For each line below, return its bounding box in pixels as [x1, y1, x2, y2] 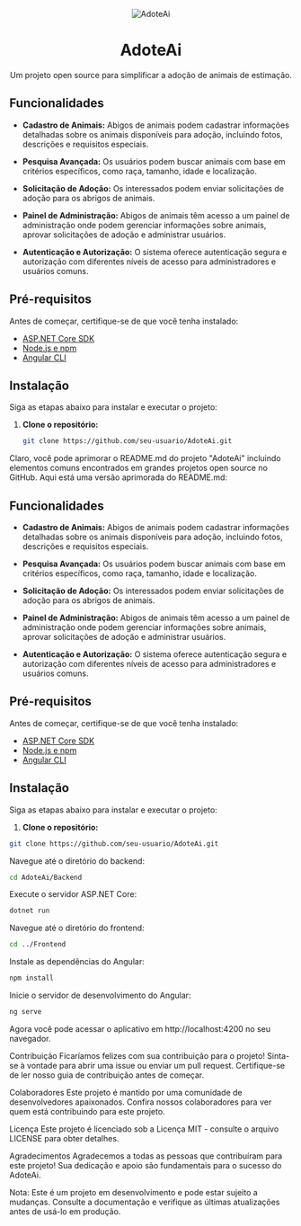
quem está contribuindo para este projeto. [9, 1106, 165, 1116]
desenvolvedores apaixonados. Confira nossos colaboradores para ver [9, 1097, 272, 1107]
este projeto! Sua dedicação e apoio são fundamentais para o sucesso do [9, 1159, 282, 1170]
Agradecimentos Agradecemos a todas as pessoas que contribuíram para [9, 1150, 283, 1161]
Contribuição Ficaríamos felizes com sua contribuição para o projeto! [9, 1050, 265, 1061]
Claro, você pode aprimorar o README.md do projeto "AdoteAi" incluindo [9, 453, 281, 464]
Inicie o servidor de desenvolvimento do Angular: [9, 990, 191, 1001]
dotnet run [9, 906, 50, 916]
